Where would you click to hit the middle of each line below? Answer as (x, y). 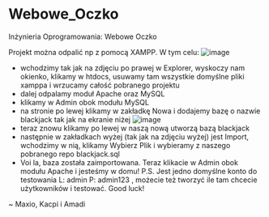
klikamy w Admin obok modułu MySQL (85, 102)
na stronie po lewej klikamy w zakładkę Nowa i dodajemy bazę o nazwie (140, 111)
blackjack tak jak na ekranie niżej (75, 119)
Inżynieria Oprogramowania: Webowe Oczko (83, 36)
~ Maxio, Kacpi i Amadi (47, 204)
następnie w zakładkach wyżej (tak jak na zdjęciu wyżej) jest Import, (134, 136)
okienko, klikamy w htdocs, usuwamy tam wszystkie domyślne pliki (132, 76)
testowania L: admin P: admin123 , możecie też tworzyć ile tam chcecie (139, 180)
